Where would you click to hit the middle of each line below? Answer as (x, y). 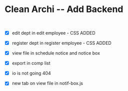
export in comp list (31, 63)
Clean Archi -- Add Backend (64, 9)
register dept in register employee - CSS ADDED (62, 43)
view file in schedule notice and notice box (56, 53)
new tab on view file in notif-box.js (47, 83)
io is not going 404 (31, 73)
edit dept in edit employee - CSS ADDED (53, 33)
